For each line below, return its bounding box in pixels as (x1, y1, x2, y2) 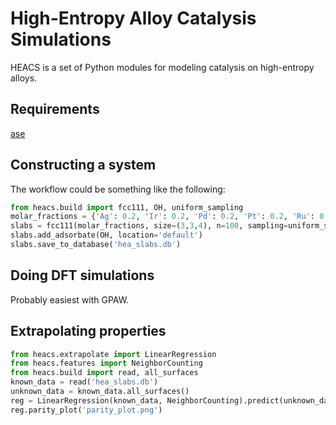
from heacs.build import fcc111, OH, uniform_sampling (10, 202, 244, 212)
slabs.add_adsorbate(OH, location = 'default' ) (10, 230, 203, 241)
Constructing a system (10, 157, 157, 174)
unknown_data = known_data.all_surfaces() (10, 387, 190, 397)
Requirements (10, 101, 100, 118)
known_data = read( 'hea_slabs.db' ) (10, 377, 159, 387)
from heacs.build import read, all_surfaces (10, 368, 199, 378)
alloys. (10, 72, 38, 84)
